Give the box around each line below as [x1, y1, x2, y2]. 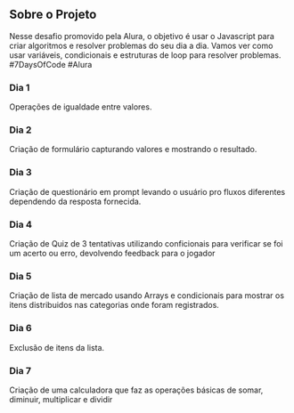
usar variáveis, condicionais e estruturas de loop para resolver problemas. [9, 49, 282, 61]
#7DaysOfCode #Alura [9, 59, 93, 69]
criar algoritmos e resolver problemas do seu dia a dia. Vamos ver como [9, 40, 274, 51]
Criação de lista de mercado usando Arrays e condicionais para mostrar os [9, 290, 285, 301]
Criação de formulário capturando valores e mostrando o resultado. [9, 144, 257, 155]
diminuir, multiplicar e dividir [9, 393, 113, 404]
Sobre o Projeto [9, 7, 97, 22]
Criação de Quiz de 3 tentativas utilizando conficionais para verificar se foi [9, 239, 283, 248]
